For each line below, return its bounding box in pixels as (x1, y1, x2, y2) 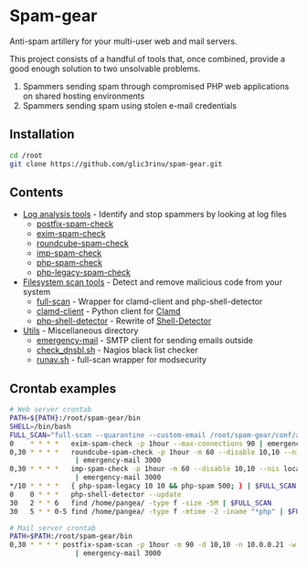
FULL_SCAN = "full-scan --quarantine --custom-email (9, 430, 206, 439)
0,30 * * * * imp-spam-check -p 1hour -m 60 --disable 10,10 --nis (9, 465, 281, 474)
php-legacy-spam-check (36, 267, 131, 278)
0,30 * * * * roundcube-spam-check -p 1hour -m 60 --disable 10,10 (9, 447, 281, 457)
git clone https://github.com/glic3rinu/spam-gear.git (9, 159, 223, 169)
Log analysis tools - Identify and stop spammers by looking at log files (22, 209, 288, 220)
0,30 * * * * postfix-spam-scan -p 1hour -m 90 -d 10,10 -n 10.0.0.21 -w (9, 541, 297, 550)
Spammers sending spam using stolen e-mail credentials (22, 100, 238, 110)
